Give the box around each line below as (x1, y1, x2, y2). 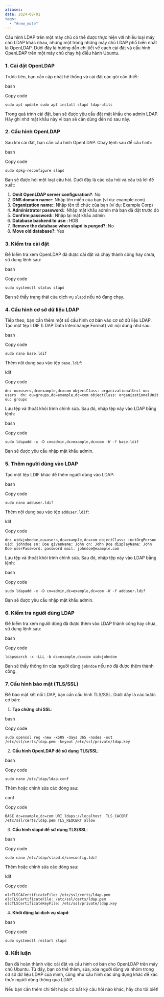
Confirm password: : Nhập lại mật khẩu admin (12, 212, 105, 218)
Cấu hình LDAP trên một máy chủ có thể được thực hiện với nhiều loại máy (5, 34, 155, 40)
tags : (5, 16, 16, 21)
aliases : (5, 7, 23, 12)
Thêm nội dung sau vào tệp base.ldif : (5, 360, 83, 366)
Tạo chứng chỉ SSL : (12, 707, 52, 713)
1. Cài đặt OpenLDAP (5, 62, 55, 69)
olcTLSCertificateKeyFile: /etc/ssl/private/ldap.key (5, 901, 117, 906)
